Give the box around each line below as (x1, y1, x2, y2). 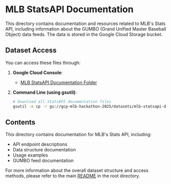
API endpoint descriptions (12, 141, 67, 147)
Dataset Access (5, 46, 57, 55)
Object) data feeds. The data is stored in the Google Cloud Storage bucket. (5, 31, 163, 37)
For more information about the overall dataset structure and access (5, 167, 149, 174)
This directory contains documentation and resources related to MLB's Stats (5, 20, 166, 27)
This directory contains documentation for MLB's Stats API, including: (5, 132, 152, 138)
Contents (5, 118, 36, 126)
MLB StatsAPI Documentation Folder (20, 79, 97, 85)
